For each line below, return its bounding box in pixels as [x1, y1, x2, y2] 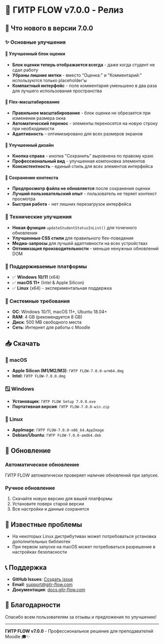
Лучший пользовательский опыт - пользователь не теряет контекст [12, 191, 157, 197]
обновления [12, 230, 38, 236]
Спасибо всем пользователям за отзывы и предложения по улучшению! [5, 614, 157, 620]
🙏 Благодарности [5, 601, 61, 609]
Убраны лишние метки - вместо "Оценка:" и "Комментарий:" [12, 72, 143, 78]
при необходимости [12, 125, 55, 132]
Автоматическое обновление [5, 461, 80, 468]
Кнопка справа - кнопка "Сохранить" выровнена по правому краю [12, 153, 154, 159]
